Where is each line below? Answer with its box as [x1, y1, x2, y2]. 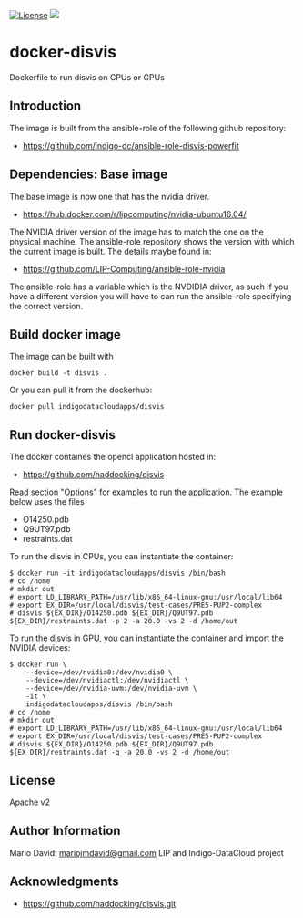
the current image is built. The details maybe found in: [9, 245, 212, 256]
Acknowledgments [9, 874, 120, 890]
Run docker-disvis [9, 427, 116, 443]
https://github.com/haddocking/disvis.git [22, 898, 176, 909]
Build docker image [9, 327, 121, 342]
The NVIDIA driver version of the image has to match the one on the [9, 226, 264, 237]
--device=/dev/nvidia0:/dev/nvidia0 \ [25, 668, 173, 677]
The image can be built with [9, 351, 114, 362]
